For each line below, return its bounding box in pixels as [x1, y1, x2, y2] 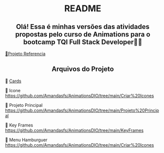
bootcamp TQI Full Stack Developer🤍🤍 [23, 38, 142, 46]
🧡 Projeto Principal [5, 102, 43, 108]
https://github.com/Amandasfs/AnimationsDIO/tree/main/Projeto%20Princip [5, 107, 159, 113]
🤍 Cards [5, 78, 22, 84]
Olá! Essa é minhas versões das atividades [16, 23, 150, 31]
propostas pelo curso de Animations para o [15, 30, 151, 38]
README [64, 3, 101, 14]
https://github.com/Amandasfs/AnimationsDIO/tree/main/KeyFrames [5, 127, 144, 133]
